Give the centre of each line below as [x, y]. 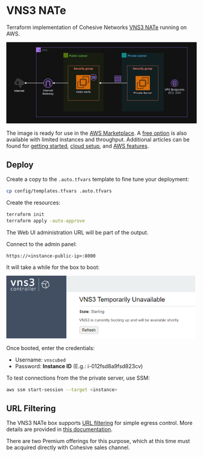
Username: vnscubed [40, 360]
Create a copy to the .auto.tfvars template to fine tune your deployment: [98, 180]
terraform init [25, 215]
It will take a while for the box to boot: [53, 267]
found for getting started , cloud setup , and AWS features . [78, 146]
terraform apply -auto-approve [46, 221]
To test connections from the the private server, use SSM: [78, 378]
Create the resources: [33, 203]
